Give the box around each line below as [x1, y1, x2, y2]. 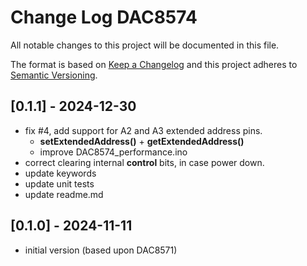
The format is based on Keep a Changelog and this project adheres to [10, 58, 298, 70]
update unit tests [24, 177, 95, 190]
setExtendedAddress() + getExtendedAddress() [39, 135, 245, 147]
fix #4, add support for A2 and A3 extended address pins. [24, 124, 263, 136]
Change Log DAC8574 [10, 6, 198, 29]
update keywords [24, 167, 97, 179]
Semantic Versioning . [10, 69, 98, 81]
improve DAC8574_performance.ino [39, 146, 188, 158]
